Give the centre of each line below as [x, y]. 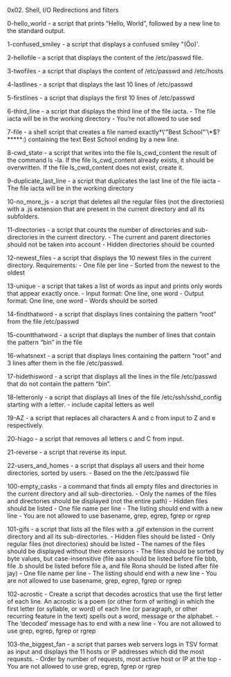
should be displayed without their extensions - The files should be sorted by [115, 551]
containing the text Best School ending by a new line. [104, 139]
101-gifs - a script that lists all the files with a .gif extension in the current [111, 529]
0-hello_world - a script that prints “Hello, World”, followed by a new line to [113, 23]
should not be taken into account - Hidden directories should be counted [111, 244]
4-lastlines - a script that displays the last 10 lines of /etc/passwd [100, 84]
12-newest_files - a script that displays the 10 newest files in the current [109, 258]
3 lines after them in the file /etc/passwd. [66, 363]
